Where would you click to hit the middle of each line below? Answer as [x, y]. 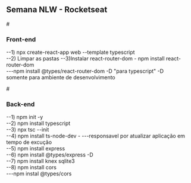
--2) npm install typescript [38, 123]
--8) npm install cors [31, 168]
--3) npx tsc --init [28, 130]
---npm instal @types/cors [39, 174]
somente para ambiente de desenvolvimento [61, 78]
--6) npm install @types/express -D [50, 155]
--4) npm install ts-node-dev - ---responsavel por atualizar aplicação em [96, 136]
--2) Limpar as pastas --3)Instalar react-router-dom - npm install [85, 59]
